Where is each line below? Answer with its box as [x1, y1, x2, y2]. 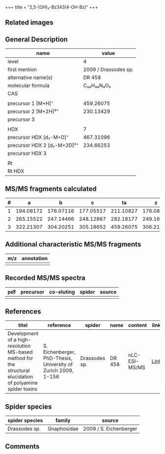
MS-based [7, 349, 33, 355]
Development [7, 330, 38, 337]
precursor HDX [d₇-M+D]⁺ [7, 134, 69, 141]
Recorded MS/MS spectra [5, 274, 86, 282]
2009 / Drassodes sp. [83, 66, 134, 73]
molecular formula [7, 82, 50, 89]
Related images [5, 18, 54, 27]
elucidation [7, 373, 33, 380]
